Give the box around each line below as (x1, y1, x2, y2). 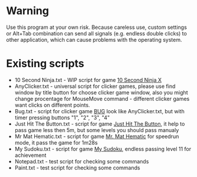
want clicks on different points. (14, 101, 91, 109)
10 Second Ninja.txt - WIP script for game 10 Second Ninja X (14, 76, 162, 83)
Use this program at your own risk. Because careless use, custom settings (6, 24, 188, 31)
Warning (6, 4, 49, 18)
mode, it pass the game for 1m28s (14, 139, 98, 146)
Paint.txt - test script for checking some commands (14, 164, 140, 171)
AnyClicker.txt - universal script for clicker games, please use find (14, 83, 176, 90)
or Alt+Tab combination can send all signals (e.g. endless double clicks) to (6, 29, 188, 37)
